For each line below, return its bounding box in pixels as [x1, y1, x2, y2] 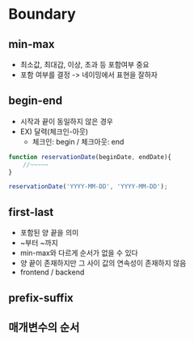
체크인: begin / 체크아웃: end [32, 136, 124, 146]
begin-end [8, 94, 63, 108]
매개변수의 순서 [8, 320, 80, 334]
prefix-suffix [8, 291, 74, 304]
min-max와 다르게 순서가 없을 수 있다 [19, 248, 139, 258]
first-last [8, 205, 54, 219]
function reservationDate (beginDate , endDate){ [8, 153, 172, 161]
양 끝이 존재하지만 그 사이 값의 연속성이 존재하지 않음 [19, 258, 187, 268]
